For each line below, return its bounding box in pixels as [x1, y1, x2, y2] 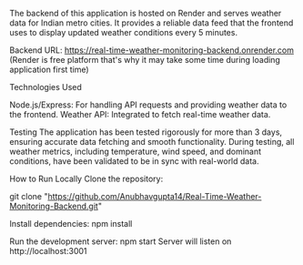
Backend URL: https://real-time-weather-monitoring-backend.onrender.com [9, 45, 294, 56]
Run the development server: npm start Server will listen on [9, 236, 232, 247]
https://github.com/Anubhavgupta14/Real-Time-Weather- [47, 191, 262, 201]
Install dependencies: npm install [9, 219, 133, 229]
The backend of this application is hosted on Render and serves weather [9, 8, 282, 18]
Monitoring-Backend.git [9, 200, 98, 211]
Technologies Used [9, 82, 82, 92]
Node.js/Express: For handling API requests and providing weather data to [9, 99, 288, 110]
